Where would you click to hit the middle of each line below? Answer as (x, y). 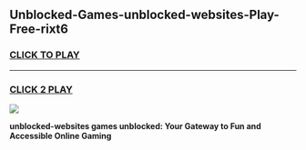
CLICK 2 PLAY (41, 89)
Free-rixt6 (39, 30)
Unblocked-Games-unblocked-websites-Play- (144, 15)
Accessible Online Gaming (61, 135)
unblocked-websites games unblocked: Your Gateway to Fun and (135, 125)
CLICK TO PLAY (45, 55)
